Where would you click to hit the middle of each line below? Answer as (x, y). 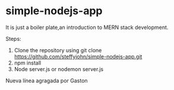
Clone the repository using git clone (58, 50)
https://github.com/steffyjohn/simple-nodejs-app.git (78, 56)
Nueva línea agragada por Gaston (47, 81)
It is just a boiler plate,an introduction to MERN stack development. (87, 27)
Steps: (13, 38)
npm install (28, 63)
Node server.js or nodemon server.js (59, 69)
